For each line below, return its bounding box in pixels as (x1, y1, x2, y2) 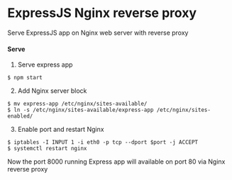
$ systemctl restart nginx (7, 145, 87, 152)
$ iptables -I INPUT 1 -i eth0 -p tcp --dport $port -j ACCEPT (7, 139, 199, 146)
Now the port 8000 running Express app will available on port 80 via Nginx (7, 157, 226, 166)
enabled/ (7, 113, 33, 120)
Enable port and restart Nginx (17, 125, 104, 134)
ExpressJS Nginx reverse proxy (7, 5, 197, 21)
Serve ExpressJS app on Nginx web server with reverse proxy (7, 28, 189, 37)
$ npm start (7, 74, 43, 81)
